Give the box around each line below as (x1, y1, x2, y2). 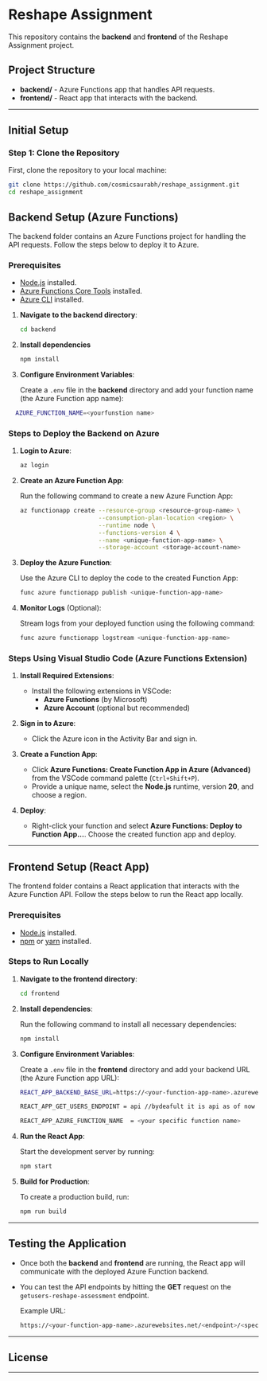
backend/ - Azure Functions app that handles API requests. (19, 84, 215, 94)
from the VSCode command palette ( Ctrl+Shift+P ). (31, 774, 200, 783)
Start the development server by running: (19, 1147, 155, 1157)
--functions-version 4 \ (98, 529, 180, 536)
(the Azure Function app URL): (19, 1073, 120, 1083)
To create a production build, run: (19, 1192, 130, 1202)
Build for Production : (19, 1176, 90, 1187)
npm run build (19, 1207, 67, 1215)
